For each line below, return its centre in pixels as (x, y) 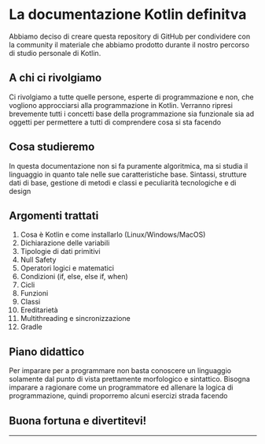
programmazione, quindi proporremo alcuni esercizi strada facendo (118, 396)
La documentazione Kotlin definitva (128, 15)
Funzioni (34, 293)
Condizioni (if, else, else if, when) (74, 277)
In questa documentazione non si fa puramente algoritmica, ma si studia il (129, 166)
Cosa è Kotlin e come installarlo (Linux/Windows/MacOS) (113, 235)
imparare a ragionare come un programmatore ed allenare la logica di (121, 387)
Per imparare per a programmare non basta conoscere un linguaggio (120, 371)
